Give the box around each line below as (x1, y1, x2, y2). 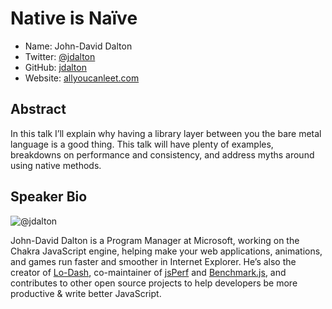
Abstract (10, 101, 67, 118)
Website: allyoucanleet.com (24, 72, 140, 84)
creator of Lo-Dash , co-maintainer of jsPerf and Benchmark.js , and (10, 266, 287, 278)
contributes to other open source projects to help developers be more (10, 277, 298, 289)
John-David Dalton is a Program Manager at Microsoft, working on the (10, 234, 300, 246)
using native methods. (10, 159, 102, 171)
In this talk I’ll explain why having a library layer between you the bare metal (10, 127, 322, 139)
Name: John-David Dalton (24, 40, 133, 52)
